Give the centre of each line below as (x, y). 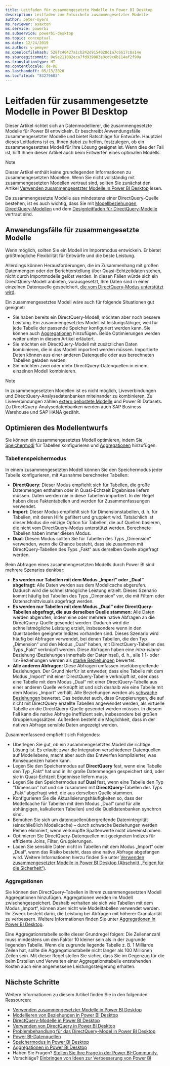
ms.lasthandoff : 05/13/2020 (35, 71)
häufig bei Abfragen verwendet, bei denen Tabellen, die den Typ (80, 638)
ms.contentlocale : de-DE (31, 66)
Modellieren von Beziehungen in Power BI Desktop (65, 1015)
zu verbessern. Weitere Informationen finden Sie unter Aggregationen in (80, 919)
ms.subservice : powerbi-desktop (39, 33)
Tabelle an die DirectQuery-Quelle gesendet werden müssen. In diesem (87, 708)
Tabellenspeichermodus (36, 458)
